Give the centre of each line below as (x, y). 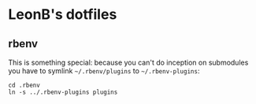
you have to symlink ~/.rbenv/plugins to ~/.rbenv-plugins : (104, 71)
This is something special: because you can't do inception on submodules (128, 62)
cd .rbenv (24, 85)
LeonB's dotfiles (63, 15)
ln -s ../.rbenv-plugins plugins (63, 92)
